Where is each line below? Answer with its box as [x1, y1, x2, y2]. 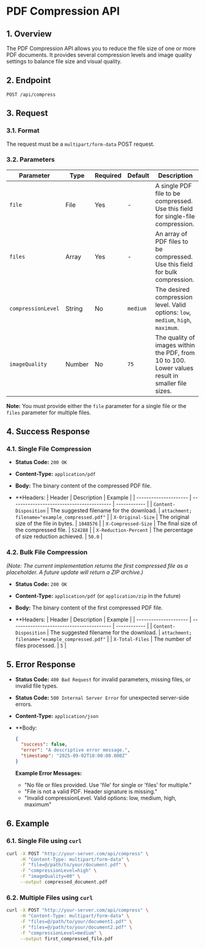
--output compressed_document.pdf [20, 879, 108, 885]
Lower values [155, 364, 194, 372]
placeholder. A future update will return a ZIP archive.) [6, 569, 143, 576]
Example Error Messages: [15, 769, 82, 777]
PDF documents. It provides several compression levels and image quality [6, 51, 192, 59]
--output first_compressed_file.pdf [20, 935, 113, 942]
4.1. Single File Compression [6, 445, 92, 453]
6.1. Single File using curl [6, 837, 82, 846]
